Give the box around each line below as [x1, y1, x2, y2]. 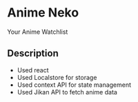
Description [7, 48, 59, 59]
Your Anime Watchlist [7, 28, 68, 36]
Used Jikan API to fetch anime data [17, 88, 117, 96]
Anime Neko [7, 5, 79, 21]
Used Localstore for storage [17, 73, 97, 81]
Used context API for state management [17, 81, 132, 89]
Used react [17, 65, 50, 74]
